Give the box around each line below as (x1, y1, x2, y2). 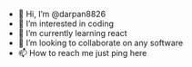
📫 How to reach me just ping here (17, 48, 147, 58)
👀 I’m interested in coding (17, 18, 115, 29)
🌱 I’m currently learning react (17, 28, 127, 38)
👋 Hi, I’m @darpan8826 (17, 9, 106, 19)
